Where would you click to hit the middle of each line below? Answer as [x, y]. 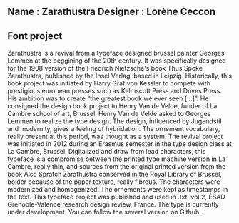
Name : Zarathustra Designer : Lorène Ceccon [112, 12]
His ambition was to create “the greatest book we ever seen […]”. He [108, 98]
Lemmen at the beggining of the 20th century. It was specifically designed [117, 61]
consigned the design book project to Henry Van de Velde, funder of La [112, 106]
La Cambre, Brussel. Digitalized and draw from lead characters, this [107, 152]
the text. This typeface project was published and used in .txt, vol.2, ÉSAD [117, 197]
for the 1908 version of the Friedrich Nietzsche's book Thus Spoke [105, 68]
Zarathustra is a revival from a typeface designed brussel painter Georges [116, 53]
